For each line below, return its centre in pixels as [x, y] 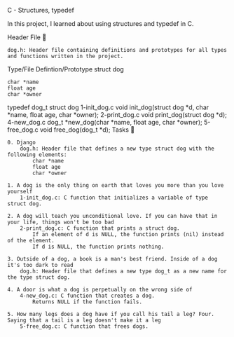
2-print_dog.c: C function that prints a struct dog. [100, 228]
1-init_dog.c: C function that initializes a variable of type [114, 198]
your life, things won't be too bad [61, 222]
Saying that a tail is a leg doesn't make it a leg [84, 320]
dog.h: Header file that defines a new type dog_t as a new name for [124, 271]
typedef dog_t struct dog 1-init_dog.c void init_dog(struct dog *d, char [108, 107]
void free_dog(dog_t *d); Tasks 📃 [87, 130]
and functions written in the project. [66, 56]
